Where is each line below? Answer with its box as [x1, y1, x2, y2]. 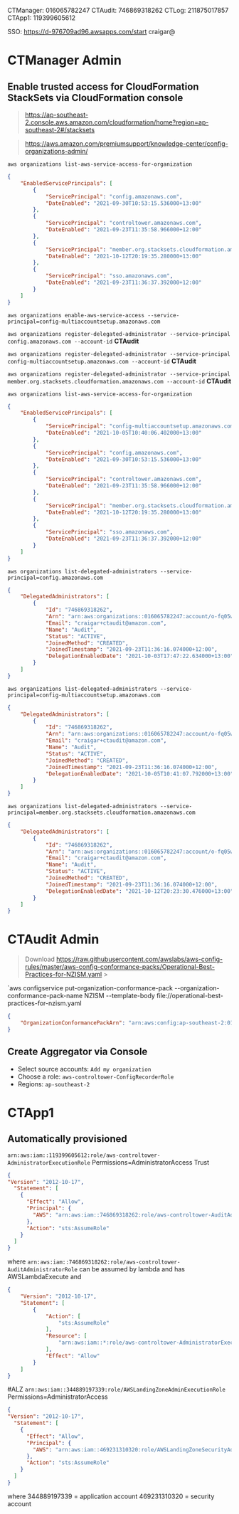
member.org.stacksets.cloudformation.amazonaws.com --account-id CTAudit [7, 376, 232, 385]
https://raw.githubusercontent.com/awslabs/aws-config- [56, 955, 223, 963]
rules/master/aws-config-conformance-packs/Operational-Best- [24, 963, 216, 971]
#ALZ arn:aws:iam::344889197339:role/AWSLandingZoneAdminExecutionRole [7, 1385, 226, 1394]
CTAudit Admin [7, 931, 100, 948]
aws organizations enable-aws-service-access [7, 312, 144, 319]
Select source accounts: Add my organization [17, 1064, 152, 1073]
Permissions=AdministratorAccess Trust [92, 1158, 210, 1166]
